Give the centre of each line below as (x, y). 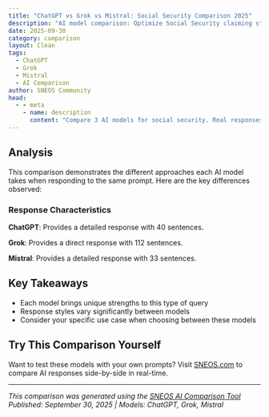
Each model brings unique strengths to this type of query (114, 302)
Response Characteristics (60, 209)
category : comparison (44, 38)
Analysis (31, 153)
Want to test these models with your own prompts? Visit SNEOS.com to (125, 364)
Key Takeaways (48, 283)
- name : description (57, 113)
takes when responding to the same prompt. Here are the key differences (129, 180)
